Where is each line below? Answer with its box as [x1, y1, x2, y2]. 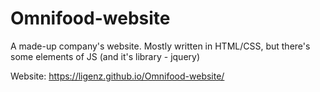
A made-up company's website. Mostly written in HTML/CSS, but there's [10, 40, 311, 52]
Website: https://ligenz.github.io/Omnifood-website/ [10, 70, 225, 82]
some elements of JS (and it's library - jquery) [10, 50, 201, 62]
